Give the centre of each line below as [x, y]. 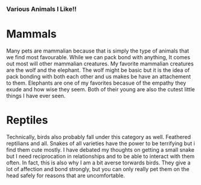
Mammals [31, 34]
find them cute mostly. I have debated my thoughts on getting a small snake [101, 149]
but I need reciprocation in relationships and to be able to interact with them [101, 156]
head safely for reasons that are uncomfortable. [66, 175]
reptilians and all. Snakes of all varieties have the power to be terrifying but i [101, 143]
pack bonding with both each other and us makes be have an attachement [99, 76]
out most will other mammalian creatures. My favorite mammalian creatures [100, 63]
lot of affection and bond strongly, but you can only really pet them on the [98, 169]
